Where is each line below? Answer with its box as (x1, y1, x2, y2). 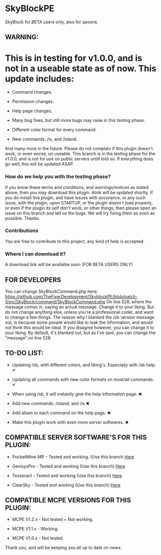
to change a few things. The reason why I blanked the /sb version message (5, 314, 155, 320)
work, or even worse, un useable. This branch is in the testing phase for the (5, 151, 156, 157)
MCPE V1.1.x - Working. (12, 526, 59, 532)
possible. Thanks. (5, 215, 40, 221)
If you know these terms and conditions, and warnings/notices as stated (5, 184, 149, 190)
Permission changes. (12, 99, 54, 104)
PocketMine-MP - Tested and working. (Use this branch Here (12, 454, 134, 459)
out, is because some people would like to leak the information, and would (5, 319, 153, 325)
